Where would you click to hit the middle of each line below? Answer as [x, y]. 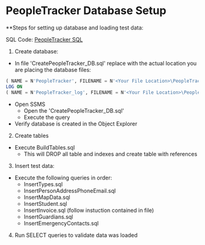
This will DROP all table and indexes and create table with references [110, 154]
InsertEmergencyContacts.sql [61, 223]
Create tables [32, 135]
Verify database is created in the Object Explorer [76, 124]
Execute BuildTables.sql [45, 147]
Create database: [36, 51]
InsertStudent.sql [46, 203]
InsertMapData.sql [47, 197]
